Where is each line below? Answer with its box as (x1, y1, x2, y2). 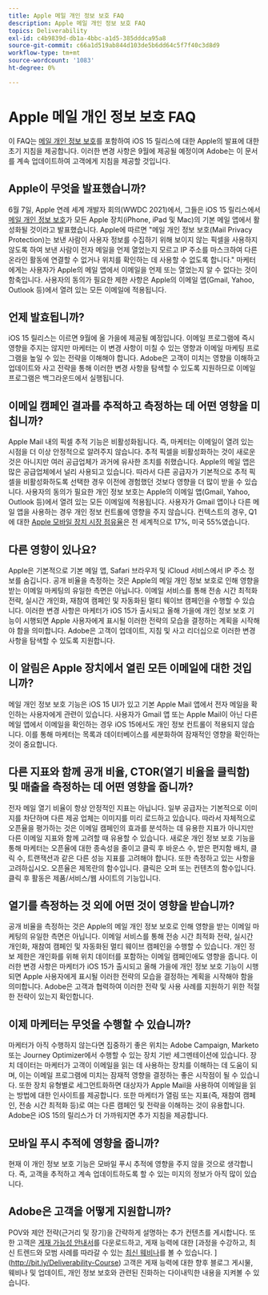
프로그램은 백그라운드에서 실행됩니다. (8, 374, 124, 383)
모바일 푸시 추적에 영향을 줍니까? (8, 1136, 160, 1150)
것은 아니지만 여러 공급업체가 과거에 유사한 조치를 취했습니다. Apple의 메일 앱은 (8, 457, 256, 467)
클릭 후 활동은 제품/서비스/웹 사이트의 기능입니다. (8, 873, 162, 883)
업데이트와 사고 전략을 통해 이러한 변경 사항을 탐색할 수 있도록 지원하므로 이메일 (8, 363, 256, 373)
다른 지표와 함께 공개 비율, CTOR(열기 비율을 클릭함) (8, 765, 250, 779)
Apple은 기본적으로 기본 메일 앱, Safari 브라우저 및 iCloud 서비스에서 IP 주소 (8, 565, 246, 575)
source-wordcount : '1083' (8, 57, 94, 65)
